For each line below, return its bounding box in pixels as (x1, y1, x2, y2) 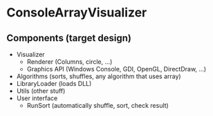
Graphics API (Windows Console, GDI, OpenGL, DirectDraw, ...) (26, 65, 207, 73)
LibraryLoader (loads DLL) (16, 80, 92, 87)
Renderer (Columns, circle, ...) (26, 58, 113, 66)
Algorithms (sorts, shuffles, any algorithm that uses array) (16, 72, 181, 80)
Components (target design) (6, 32, 132, 44)
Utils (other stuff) (16, 87, 66, 95)
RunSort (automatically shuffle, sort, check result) (26, 102, 169, 109)
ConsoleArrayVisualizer (6, 5, 147, 21)
